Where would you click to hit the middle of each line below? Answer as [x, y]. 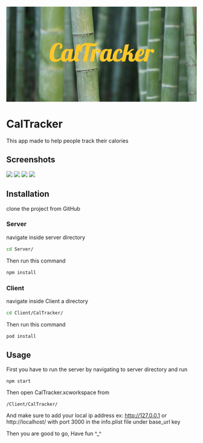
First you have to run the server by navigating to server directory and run [97, 369]
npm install [21, 272]
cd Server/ [20, 249]
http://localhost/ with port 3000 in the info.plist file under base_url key [93, 422]
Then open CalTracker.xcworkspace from [58, 392]
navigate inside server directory [46, 237]
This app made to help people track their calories [67, 141]
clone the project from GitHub [43, 208]
